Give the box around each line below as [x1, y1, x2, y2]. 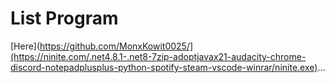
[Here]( [10, 40, 41, 52]
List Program [10, 7, 119, 30]
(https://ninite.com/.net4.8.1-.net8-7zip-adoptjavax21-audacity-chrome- [10, 50, 307, 62]
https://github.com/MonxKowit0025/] [39, 40, 194, 52]
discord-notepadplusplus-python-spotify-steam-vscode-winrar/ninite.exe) [10, 61, 318, 73]
